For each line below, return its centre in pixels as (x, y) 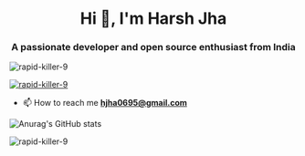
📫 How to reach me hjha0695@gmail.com (105, 103)
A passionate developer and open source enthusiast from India (153, 47)
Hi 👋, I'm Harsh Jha (153, 19)
